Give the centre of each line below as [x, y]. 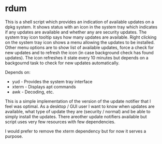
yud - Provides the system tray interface [52, 81]
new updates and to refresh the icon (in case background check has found [79, 52]
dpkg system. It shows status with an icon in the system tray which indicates [81, 27]
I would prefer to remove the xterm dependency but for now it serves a [76, 131]
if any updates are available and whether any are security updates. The [76, 32]
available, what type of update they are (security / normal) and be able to [78, 111]
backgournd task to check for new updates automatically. [62, 63]
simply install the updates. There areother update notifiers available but [76, 116]
